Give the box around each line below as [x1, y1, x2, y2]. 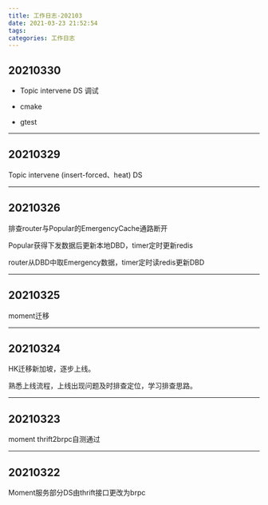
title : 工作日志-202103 [8, 11, 82, 20]
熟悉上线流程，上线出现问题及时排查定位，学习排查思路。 [8, 381, 197, 391]
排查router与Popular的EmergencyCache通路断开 [8, 223, 168, 233]
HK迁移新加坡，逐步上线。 [8, 364, 96, 374]
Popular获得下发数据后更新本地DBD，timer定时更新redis [8, 241, 194, 250]
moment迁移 [8, 311, 49, 320]
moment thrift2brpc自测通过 [8, 435, 100, 444]
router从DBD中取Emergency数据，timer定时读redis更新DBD [8, 257, 205, 267]
